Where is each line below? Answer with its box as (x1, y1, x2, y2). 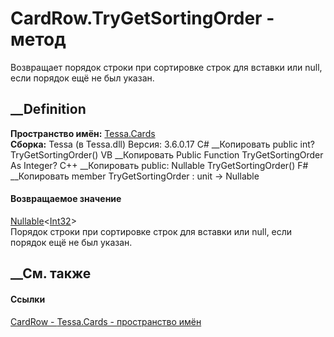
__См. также (10, 265, 92, 282)
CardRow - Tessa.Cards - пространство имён (10, 315, 202, 327)
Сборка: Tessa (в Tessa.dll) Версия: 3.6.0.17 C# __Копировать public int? (10, 138, 315, 150)
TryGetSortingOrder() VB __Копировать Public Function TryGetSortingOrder (10, 148, 324, 161)
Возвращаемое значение (10, 193, 122, 205)
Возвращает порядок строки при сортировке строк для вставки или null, (10, 61, 323, 73)
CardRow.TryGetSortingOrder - (10, 7, 275, 30)
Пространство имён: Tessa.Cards (10, 127, 156, 139)
